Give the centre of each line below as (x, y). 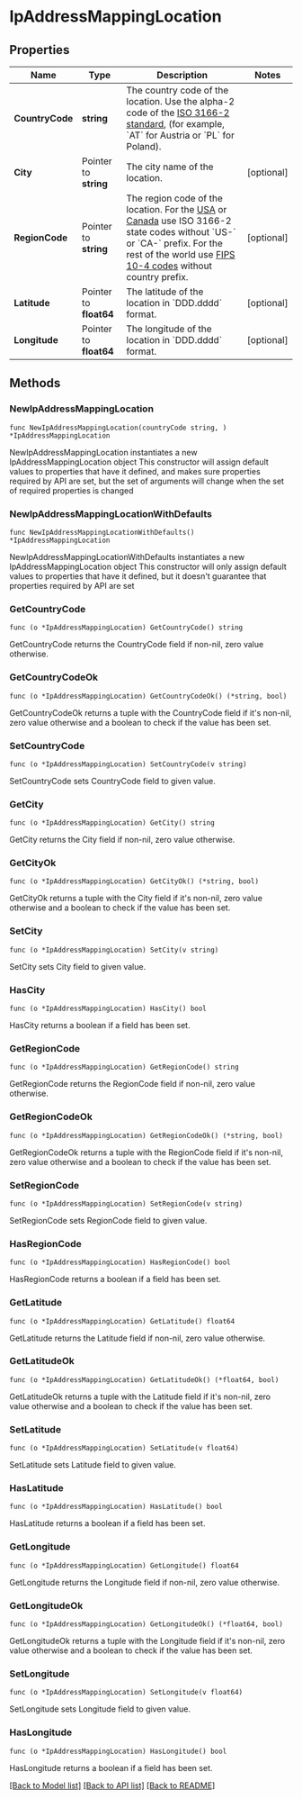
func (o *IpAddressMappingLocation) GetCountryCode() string (126, 628)
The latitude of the (165, 292)
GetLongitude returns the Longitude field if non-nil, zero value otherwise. (145, 1582)
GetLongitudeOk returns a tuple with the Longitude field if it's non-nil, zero (147, 1641)
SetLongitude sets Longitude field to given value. (100, 1709)
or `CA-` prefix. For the (174, 243)
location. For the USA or (177, 209)
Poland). (144, 146)
